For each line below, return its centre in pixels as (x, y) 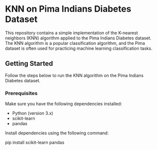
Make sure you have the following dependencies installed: (64, 104)
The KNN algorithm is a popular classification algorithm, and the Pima (75, 43)
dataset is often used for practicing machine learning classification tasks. (79, 48)
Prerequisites (21, 93)
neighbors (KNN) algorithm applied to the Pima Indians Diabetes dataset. (78, 38)
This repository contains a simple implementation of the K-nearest (72, 33)
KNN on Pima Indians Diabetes (68, 9)
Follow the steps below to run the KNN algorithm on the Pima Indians (74, 75)
